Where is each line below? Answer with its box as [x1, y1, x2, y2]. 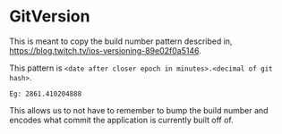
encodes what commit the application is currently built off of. [9, 114, 235, 125]
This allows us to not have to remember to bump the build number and [9, 105, 269, 115]
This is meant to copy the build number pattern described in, [9, 36, 233, 46]
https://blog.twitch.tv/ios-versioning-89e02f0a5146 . [9, 45, 201, 55]
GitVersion [9, 6, 90, 27]
